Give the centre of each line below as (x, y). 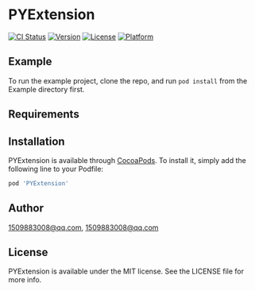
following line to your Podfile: (56, 169)
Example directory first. (46, 89)
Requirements (44, 114)
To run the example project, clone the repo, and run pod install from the (128, 80)
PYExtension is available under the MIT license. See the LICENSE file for (126, 271)
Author (26, 208)
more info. (25, 280)
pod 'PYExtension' (39, 183)
